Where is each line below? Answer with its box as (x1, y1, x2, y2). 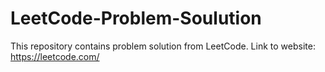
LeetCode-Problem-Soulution (10, 7, 262, 30)
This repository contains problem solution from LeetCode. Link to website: (10, 40, 316, 52)
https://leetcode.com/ (10, 50, 100, 62)
